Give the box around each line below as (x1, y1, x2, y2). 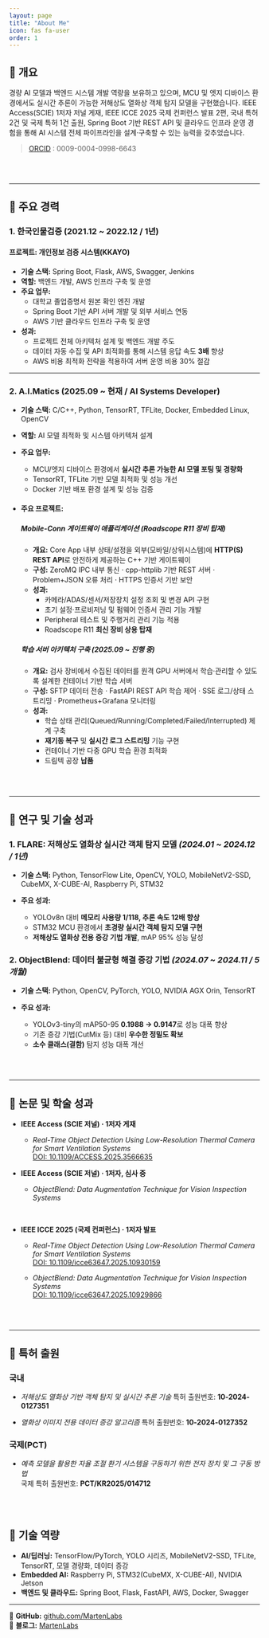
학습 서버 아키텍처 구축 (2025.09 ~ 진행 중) (20, 645, 155, 654)
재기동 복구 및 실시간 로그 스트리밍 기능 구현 (44, 736, 180, 746)
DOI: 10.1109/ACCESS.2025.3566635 (32, 1152, 154, 1162)
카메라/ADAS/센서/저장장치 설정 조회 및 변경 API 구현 (44, 595, 210, 605)
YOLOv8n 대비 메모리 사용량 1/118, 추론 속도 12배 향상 (32, 913, 200, 923)
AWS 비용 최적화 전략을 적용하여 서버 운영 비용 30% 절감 (32, 356, 210, 366)
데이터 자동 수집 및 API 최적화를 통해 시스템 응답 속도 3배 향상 (32, 346, 224, 355)
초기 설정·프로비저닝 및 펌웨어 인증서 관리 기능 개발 (44, 605, 202, 614)
